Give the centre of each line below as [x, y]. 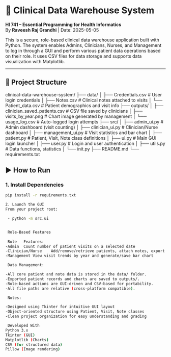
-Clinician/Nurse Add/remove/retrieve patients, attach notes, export [85, 251]
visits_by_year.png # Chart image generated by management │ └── [76, 116]
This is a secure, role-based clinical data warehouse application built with [82, 40]
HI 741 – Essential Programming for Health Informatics [63, 24]
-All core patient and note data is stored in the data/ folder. [76, 274]
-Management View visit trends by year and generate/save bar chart [79, 256]
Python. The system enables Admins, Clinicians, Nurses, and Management [83, 45]
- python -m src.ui [28, 219]
